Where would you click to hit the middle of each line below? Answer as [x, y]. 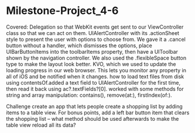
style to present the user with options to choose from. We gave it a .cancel [96, 39]
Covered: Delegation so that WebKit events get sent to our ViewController [95, 27]
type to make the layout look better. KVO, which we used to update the [91, 64]
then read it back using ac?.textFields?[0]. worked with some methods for [95, 89]
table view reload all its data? [41, 125]
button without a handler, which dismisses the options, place [79, 45]
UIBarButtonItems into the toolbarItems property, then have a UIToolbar [92, 51]
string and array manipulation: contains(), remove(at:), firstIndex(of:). [89, 95]
